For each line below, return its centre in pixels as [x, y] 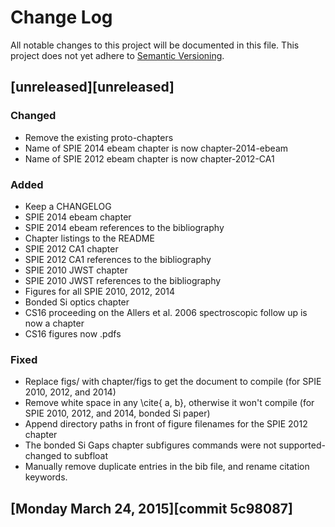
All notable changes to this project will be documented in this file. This [155, 45]
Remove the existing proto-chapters [99, 137]
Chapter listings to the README [89, 238]
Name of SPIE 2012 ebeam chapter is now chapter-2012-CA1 [149, 158]
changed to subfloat [66, 456]
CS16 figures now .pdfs [73, 333]
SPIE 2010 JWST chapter [76, 270]
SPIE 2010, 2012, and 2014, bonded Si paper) [117, 413]
